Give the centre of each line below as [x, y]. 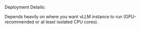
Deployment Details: [25, 7]
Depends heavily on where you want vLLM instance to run [63, 16]
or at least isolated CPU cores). [67, 22]
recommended [19, 22]
